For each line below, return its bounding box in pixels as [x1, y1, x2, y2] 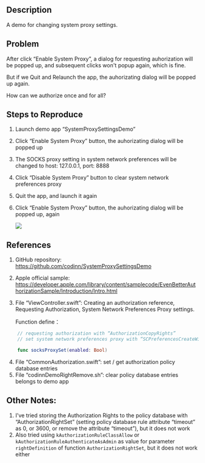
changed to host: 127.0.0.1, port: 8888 [15, 162, 110, 170]
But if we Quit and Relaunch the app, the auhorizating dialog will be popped [6, 73, 196, 81]
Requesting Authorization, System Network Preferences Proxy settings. [15, 305, 195, 313]
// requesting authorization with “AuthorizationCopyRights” [17, 330, 176, 337]
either [15, 450, 31, 458]
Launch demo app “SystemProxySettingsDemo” [15, 125, 136, 133]
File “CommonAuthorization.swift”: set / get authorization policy [15, 358, 176, 365]
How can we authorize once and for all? [6, 92, 106, 99]
